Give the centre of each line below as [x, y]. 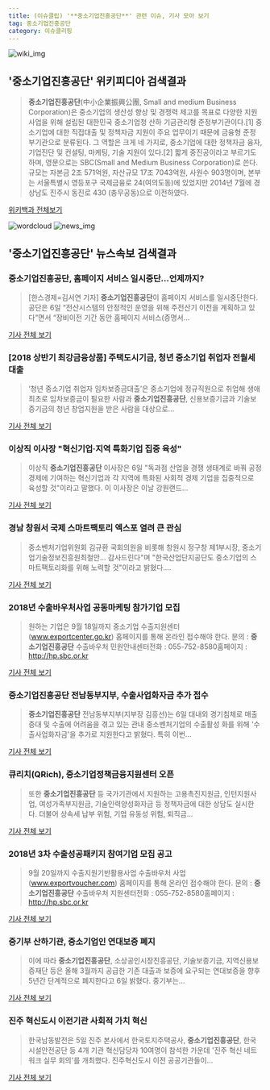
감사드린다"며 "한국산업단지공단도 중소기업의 [178, 557]
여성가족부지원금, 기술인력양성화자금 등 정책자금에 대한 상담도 [136, 804]
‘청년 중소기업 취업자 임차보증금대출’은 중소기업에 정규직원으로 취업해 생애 [144, 389]
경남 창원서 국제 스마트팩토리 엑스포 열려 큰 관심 [95, 528]
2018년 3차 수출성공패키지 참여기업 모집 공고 [90, 854]
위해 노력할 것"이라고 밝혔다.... [123, 567]
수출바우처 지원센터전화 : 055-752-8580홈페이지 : [155, 892]
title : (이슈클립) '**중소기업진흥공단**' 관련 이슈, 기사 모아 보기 [109, 16]
